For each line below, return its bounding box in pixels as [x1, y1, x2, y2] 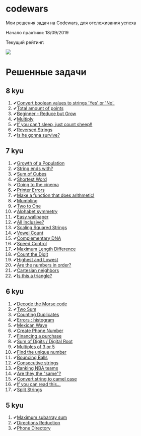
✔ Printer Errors [13, 187, 45, 193]
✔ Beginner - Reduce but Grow [13, 111, 77, 117]
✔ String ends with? [13, 165, 53, 172]
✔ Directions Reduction [13, 420, 60, 426]
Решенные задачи [6, 67, 87, 78]
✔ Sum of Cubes [13, 171, 47, 177]
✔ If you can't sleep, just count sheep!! [13, 121, 93, 127]
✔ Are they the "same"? [13, 370, 61, 376]
